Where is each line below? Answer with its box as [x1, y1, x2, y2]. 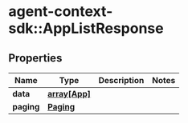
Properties [8, 51, 63, 65]
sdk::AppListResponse [8, 19, 164, 38]
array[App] [47, 89, 91, 99]
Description [98, 75, 145, 85]
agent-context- [8, 2, 113, 21]
